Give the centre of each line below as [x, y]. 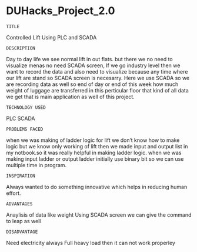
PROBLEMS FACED [25, 129]
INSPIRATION [21, 176]
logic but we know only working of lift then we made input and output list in [97, 146]
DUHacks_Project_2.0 [61, 11]
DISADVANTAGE [22, 232]
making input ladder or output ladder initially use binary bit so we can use [95, 159]
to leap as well [24, 221]
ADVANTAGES [19, 204]
